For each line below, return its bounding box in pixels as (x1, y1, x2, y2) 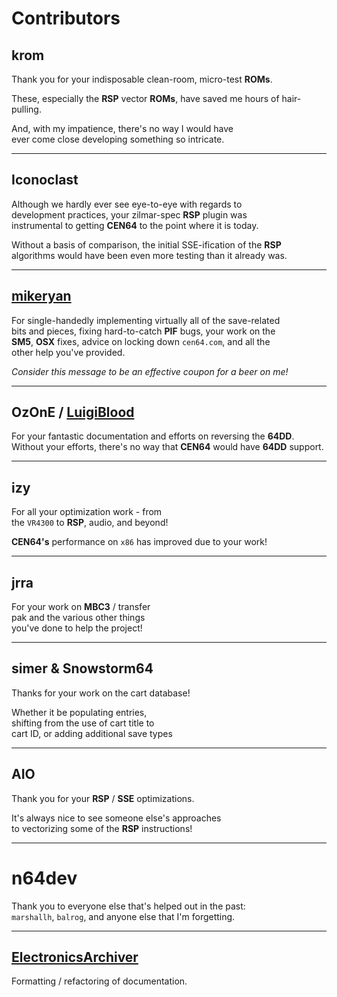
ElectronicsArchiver (11, 949, 139, 966)
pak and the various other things (11, 612, 146, 624)
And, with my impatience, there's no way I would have (11, 123, 234, 134)
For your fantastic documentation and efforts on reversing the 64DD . (11, 430, 295, 442)
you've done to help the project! (11, 622, 143, 634)
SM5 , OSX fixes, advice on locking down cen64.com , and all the (11, 335, 271, 347)
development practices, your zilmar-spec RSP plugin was (11, 208, 248, 221)
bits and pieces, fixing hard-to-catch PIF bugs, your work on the (11, 325, 276, 337)
